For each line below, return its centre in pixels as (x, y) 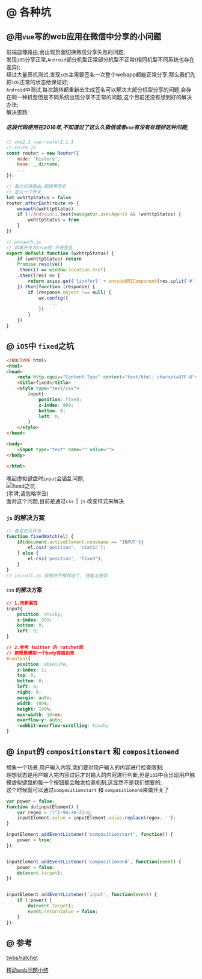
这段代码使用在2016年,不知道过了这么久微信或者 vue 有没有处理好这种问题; (97, 127)
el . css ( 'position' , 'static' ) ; (67, 548)
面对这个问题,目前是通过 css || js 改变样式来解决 (65, 501)
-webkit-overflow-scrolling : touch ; (63, 726)
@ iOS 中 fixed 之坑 (40, 346)
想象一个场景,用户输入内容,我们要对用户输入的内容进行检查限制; (85, 767)
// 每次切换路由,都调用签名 (36, 187)
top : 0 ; (26, 675)
